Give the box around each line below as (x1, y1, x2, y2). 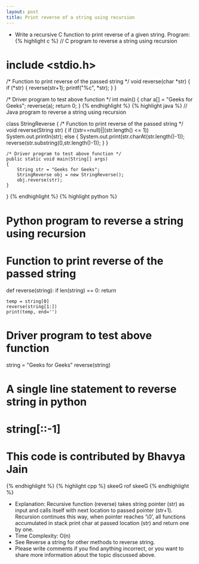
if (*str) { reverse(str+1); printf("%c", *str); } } (6, 85, 117, 92)
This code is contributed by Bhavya (6, 450, 185, 463)
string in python (6, 395, 87, 408)
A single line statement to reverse (6, 382, 177, 396)
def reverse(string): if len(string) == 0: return (6, 286, 117, 294)
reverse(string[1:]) (6, 303, 58, 309)
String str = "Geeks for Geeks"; (17, 167, 100, 173)
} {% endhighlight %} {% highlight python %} (6, 193, 118, 200)
